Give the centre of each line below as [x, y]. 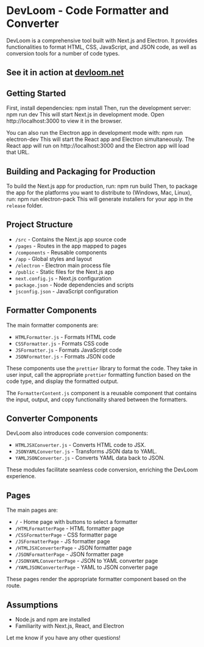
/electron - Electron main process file [63, 265]
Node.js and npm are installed [52, 620]
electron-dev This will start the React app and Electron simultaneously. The [100, 139]
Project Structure [40, 225]
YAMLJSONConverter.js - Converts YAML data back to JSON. [90, 458]
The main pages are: [32, 510]
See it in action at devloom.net [65, 73]
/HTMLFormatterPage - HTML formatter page [70, 529]
